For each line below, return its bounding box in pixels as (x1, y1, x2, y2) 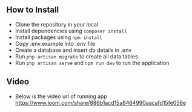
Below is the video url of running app (15, 93, 107, 100)
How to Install (6, 5, 59, 15)
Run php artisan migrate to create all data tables (15, 52, 138, 60)
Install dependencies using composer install (15, 27, 127, 34)
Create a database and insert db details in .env (15, 46, 132, 54)
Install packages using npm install (15, 33, 103, 41)
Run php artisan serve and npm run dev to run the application (15, 59, 170, 66)
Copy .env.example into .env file (15, 40, 96, 47)
